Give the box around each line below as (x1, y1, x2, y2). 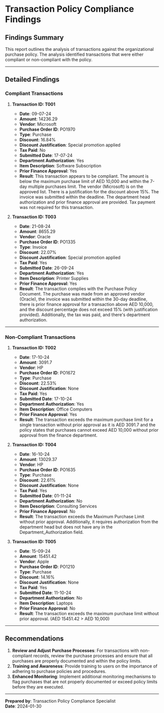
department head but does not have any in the (19, 524, 113, 529)
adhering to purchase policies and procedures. (12, 668, 106, 674)
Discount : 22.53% (19, 380, 57, 386)
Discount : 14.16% (19, 574, 55, 580)
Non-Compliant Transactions (5, 334, 76, 341)
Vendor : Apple (19, 558, 49, 564)
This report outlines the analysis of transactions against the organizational (5, 46, 154, 52)
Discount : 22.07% (19, 249, 57, 255)
